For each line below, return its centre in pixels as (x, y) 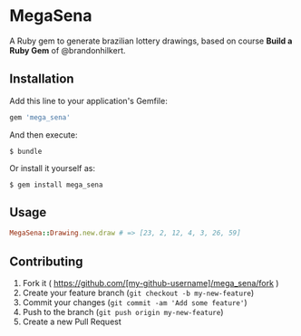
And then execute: (44, 134)
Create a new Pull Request (72, 322)
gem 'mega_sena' (40, 117)
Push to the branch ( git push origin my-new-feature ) (123, 312)
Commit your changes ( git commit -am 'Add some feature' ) (135, 302)
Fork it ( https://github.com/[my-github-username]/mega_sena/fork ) (150, 283)
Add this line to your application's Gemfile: (88, 101)
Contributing (46, 261)
